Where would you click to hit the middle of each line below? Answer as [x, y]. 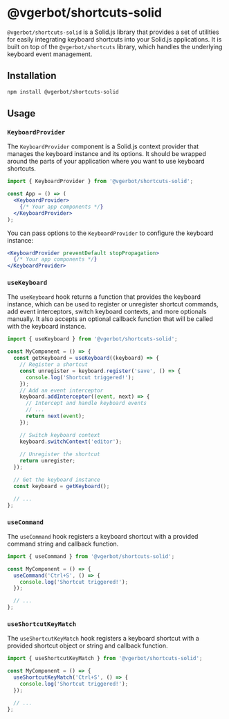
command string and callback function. [63, 544]
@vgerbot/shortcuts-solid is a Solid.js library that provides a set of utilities [113, 32]
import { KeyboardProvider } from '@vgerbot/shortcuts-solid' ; [100, 182]
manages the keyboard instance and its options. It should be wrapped [107, 154]
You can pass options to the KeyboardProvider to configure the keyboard [110, 233]
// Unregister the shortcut [60, 454]
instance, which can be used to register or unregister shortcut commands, [113, 304]
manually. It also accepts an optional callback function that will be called [110, 319]
